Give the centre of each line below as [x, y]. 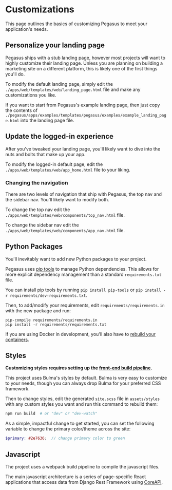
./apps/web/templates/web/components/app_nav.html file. [65, 230]
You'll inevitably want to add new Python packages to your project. [76, 259]
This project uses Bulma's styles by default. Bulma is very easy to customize [86, 378]
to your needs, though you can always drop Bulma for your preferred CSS [83, 383]
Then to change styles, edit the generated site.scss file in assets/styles [83, 399]
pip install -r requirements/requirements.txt [56, 325]
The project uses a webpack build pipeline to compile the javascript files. [82, 467]
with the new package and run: [38, 310]
